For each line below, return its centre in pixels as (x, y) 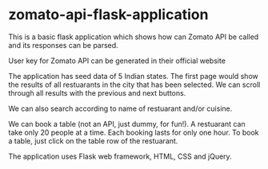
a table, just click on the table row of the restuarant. (93, 140)
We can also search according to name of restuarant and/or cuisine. (120, 108)
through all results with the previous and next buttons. (97, 92)
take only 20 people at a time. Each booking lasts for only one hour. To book (134, 132)
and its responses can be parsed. (63, 45)
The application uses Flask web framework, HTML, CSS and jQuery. (120, 156)
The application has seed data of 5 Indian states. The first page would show (133, 76)
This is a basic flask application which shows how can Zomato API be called (134, 37)
